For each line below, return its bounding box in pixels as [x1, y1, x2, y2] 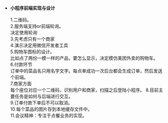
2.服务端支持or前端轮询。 [10, 23, 64, 29]
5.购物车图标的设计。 [10, 48, 55, 55]
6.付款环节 [10, 61, 33, 67]
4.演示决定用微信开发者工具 [10, 42, 68, 48]
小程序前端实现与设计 [10, 5, 55, 11]
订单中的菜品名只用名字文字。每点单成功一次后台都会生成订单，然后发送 [10, 68, 162, 73]
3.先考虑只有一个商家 [10, 36, 55, 42]
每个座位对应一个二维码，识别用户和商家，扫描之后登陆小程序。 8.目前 [10, 87, 159, 93]
